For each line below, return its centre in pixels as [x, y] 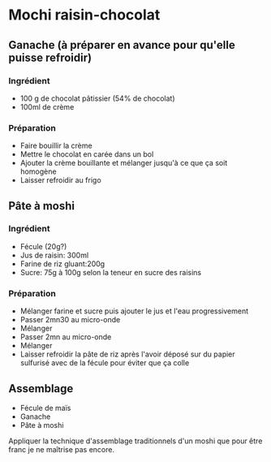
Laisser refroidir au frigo [60, 180]
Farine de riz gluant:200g [62, 263]
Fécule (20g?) [43, 246]
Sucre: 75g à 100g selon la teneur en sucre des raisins [110, 272]
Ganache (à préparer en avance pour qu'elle [122, 45]
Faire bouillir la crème [56, 146]
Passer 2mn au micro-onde [66, 337]
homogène [38, 171]
